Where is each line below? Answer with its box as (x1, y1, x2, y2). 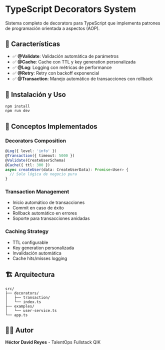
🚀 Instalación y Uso (5, 90, 66, 99)
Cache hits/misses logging (12, 255, 67, 261)
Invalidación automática (12, 250, 61, 256)
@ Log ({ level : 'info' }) (5, 148, 57, 153)
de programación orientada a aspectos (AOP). (5, 25, 100, 31)
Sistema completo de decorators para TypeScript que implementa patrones (5, 20, 160, 26)
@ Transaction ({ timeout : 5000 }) (5, 153, 75, 158)
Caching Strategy (5, 228, 49, 235)
